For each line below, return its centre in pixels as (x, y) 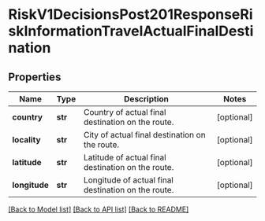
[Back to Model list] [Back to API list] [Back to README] (99, 209)
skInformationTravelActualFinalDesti (131, 31)
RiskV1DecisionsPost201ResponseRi (131, 15)
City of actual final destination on (145, 135)
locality (26, 140)
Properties (35, 77)
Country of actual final (125, 112)
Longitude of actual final (128, 180)
